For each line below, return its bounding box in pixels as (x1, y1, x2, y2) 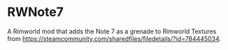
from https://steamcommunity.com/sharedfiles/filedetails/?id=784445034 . (7, 34, 222, 42)
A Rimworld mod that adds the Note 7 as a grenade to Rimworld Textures (7, 27, 217, 35)
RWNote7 (7, 4, 64, 20)
